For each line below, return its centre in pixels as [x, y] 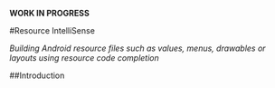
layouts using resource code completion [85, 58]
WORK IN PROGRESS [50, 13]
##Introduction [37, 75]
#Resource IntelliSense [52, 30]
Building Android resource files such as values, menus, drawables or [137, 48]
